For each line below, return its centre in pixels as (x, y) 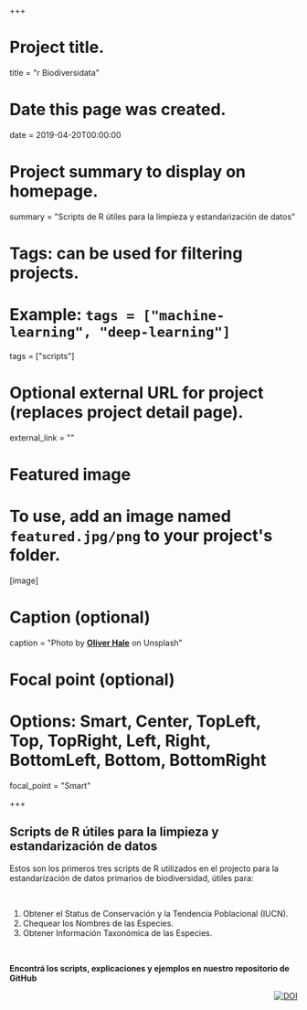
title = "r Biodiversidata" (55, 72)
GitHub (23, 978)
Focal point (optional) (92, 680)
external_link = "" (42, 437)
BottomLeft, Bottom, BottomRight (138, 760)
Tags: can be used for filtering (126, 253)
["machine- (184, 316)
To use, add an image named (120, 516)
